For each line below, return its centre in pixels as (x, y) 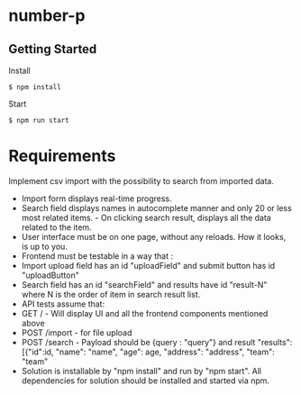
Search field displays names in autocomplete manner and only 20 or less (156, 207)
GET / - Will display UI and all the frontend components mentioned (145, 313)
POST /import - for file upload (77, 332)
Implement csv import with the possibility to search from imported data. (141, 180)
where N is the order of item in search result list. (111, 294)
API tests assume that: (63, 304)
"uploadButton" (50, 275)
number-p (47, 16)
